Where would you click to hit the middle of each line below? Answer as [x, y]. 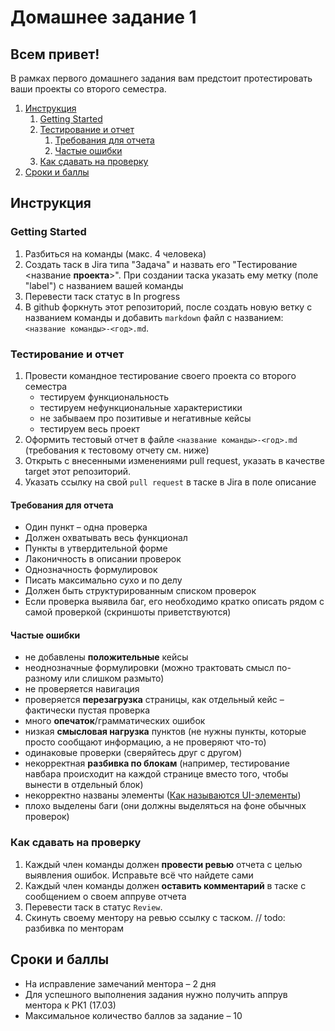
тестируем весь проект [90, 428]
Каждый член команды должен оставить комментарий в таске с [165, 885]
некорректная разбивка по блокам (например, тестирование [157, 763]
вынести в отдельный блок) [84, 785]
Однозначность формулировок [91, 570]
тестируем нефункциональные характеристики [141, 407]
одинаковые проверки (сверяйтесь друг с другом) [133, 753]
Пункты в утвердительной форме [96, 548]
